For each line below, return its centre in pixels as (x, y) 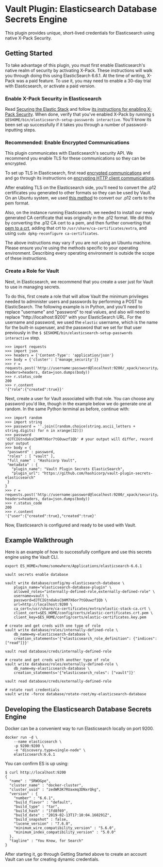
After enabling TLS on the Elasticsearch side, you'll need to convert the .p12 (81, 188)
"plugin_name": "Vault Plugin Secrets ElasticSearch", (68, 469)
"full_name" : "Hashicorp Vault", (42, 460)
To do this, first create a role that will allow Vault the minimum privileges (77, 296)
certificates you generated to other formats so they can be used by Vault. (78, 193)
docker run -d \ (21, 738)
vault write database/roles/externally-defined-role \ (62, 665)
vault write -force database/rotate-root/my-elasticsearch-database (76, 694)
